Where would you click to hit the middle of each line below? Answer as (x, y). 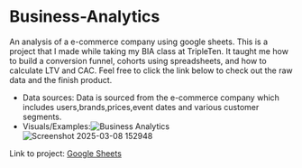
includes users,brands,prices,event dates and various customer (141, 107)
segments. (42, 117)
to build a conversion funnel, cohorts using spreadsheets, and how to (138, 61)
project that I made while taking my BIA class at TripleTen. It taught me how (149, 51)
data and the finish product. (61, 79)
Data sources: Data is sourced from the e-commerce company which (151, 98)
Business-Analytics (85, 17)
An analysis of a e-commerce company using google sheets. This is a (139, 42)
